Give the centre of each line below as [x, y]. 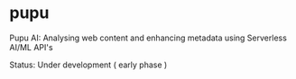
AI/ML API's [31, 47]
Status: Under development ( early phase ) [88, 65]
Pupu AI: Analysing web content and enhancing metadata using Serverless [148, 38]
